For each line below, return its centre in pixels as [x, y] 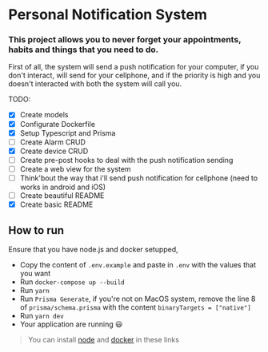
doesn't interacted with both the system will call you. [95, 84]
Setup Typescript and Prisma [68, 132]
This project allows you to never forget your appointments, [125, 40]
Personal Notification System [108, 15]
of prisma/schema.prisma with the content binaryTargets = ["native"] [136, 307]
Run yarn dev [42, 315]
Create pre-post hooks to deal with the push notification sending [126, 160]
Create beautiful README [62, 195]
